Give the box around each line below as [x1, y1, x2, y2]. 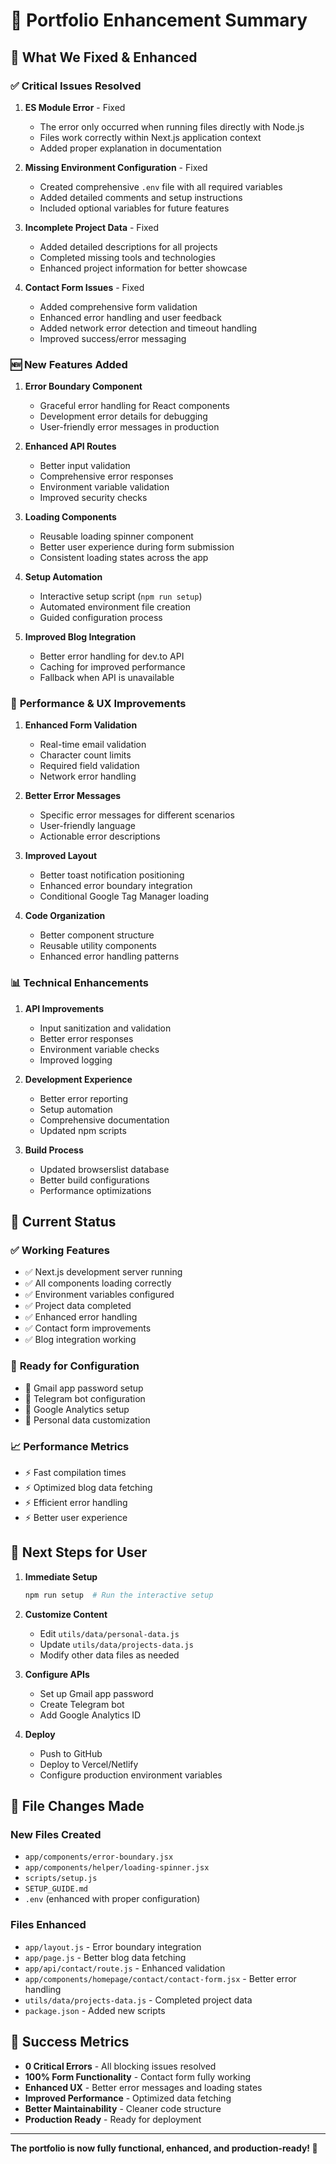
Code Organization [24, 910, 106, 922]
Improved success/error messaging [39, 332, 187, 344]
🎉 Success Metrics [10, 2034, 130, 2051]
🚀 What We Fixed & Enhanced [10, 49, 198, 66]
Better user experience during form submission [39, 541, 235, 553]
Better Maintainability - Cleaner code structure [24, 2102, 222, 2114]
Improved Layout [24, 850, 98, 862]
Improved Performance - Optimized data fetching [24, 2092, 232, 2104]
